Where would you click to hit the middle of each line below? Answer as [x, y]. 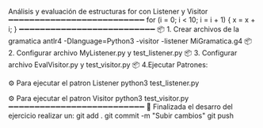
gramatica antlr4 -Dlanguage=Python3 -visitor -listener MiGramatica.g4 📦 [130, 41]
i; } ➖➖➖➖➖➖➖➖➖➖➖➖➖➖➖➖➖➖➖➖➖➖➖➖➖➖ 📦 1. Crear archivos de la [124, 29]
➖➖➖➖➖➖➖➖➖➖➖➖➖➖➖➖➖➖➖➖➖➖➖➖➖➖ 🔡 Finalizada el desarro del [121, 107]
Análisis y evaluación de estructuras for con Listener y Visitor [108, 11]
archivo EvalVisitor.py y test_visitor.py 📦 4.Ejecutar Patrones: [108, 65]
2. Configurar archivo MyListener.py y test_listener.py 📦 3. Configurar [123, 53]
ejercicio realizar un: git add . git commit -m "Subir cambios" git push [121, 115]
